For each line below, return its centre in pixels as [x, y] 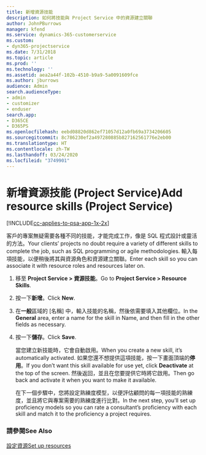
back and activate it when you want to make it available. [86, 380]
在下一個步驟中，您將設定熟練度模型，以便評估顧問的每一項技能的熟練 [104, 393]
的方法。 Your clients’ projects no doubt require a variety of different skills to [102, 244]
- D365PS [17, 126]
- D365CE [17, 120]
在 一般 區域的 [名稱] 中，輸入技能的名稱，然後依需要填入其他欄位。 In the [106, 311]
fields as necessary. [40, 325]
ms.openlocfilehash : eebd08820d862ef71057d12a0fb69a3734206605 [89, 132]
